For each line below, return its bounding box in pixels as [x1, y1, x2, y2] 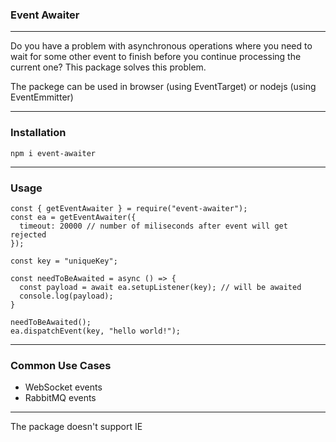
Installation [10, 126, 67, 140]
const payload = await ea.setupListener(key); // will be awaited [19, 282, 302, 292]
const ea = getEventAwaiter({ [10, 212, 137, 222]
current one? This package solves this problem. [10, 61, 207, 73]
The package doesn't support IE [10, 421, 143, 433]
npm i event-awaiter [10, 148, 97, 158]
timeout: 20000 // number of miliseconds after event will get [19, 221, 288, 231]
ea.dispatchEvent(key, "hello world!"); [10, 326, 182, 336]
